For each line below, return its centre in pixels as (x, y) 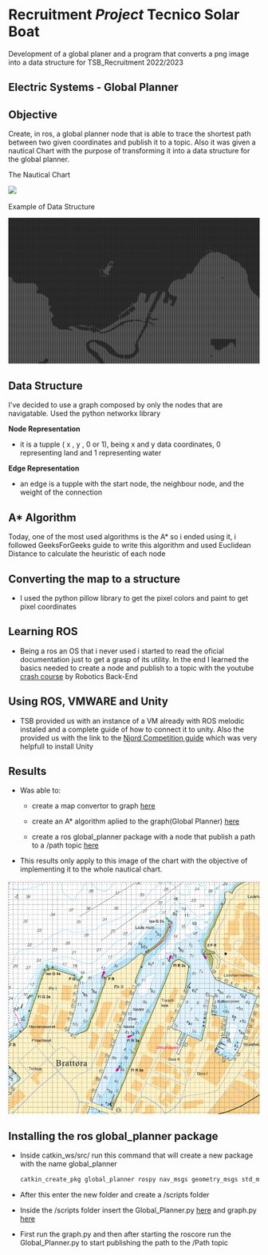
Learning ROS (43, 631)
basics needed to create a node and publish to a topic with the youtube (137, 668)
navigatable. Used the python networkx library (85, 414)
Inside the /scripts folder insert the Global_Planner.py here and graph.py (138, 1210)
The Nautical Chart (39, 175)
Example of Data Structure (52, 207)
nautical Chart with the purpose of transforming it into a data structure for (129, 151)
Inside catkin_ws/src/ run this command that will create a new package (136, 1155)
